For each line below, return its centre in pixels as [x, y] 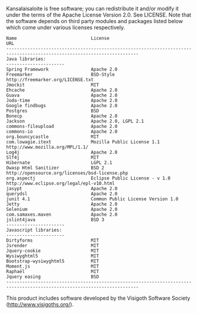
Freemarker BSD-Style [61, 75]
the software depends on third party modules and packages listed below [95, 21]
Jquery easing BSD [53, 277]
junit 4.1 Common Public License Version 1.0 [92, 199]
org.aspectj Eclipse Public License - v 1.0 [88, 178]
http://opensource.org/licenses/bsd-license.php [67, 173]
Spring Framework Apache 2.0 [62, 69]
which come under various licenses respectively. [66, 27]
